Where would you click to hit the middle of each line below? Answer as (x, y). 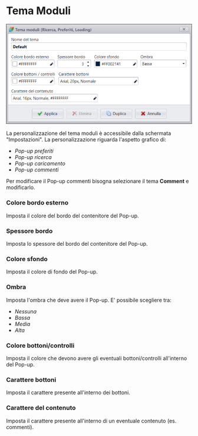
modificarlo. (21, 187)
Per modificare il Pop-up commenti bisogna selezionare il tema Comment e (98, 181)
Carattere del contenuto (41, 408)
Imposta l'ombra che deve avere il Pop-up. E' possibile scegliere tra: (89, 300)
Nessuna (26, 311)
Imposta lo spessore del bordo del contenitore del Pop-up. (77, 244)
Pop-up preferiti (34, 151)
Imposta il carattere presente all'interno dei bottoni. (68, 392)
